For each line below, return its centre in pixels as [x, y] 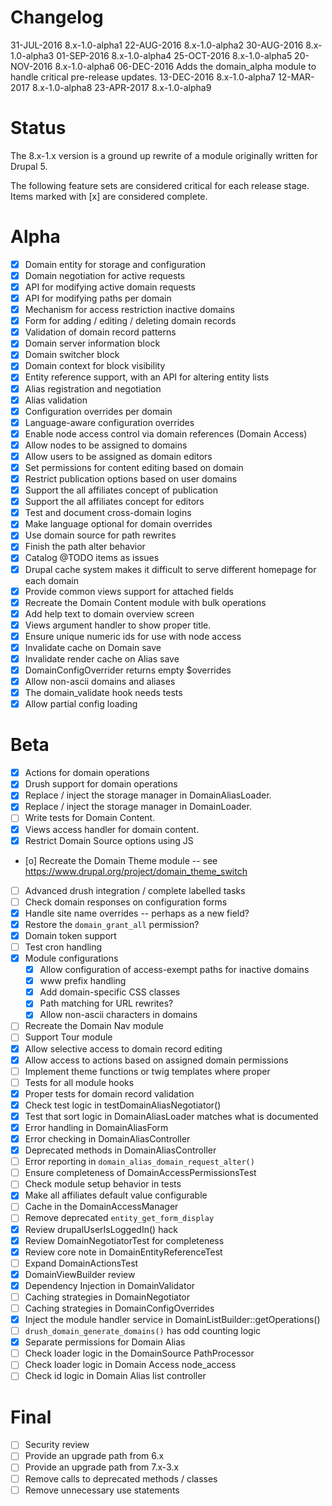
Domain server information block [92, 343]
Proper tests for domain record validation [109, 1093]
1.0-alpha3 [32, 55]
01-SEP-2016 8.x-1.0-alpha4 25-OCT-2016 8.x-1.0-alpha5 [174, 55]
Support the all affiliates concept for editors [114, 502]
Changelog [57, 17]
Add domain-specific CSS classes [110, 992]
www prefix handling [83, 981]
